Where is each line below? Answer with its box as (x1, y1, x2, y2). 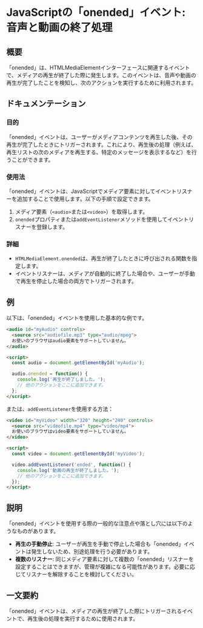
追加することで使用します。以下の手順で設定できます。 (16, 195, 154, 202)
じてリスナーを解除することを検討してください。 (15, 571, 138, 578)
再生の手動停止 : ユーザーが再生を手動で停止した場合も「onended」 (15, 541, 184, 548)
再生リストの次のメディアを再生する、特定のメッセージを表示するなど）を (6, 148, 192, 155)
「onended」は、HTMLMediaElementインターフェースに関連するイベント (6, 64, 190, 71)
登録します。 (36, 223, 68, 231)
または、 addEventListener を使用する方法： (6, 405, 114, 413)
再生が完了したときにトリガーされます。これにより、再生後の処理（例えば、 (6, 141, 197, 148)
